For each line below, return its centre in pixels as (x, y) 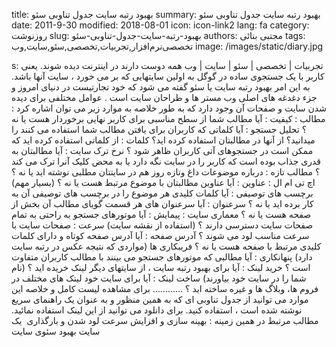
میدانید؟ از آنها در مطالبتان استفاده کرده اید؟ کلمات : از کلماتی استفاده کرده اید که (163, 140)
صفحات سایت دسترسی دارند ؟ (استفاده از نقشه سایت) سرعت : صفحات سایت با (162, 225)
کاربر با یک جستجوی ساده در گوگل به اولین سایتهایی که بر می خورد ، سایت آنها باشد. (168, 76)
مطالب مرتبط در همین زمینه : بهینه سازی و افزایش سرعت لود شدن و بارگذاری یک (165, 320)
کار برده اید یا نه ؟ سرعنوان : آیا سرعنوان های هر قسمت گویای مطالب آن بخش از (162, 203)
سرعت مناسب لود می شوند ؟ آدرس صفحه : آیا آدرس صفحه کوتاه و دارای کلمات (160, 235)
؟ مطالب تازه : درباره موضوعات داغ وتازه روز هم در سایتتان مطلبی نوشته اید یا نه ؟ (166, 172)
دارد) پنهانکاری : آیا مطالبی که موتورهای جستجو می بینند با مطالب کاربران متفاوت (162, 257)
